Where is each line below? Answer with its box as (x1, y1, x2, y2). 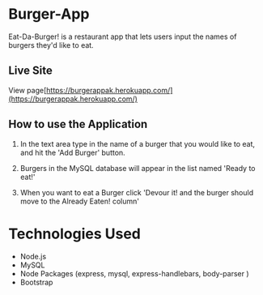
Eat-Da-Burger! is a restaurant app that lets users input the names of (8, 32, 237, 41)
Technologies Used (8, 224, 142, 243)
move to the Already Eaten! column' (19, 196, 140, 206)
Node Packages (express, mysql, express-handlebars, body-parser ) (19, 268, 249, 278)
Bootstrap (19, 277, 53, 287)
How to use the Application (8, 118, 148, 131)
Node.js (19, 251, 47, 261)
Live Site (8, 64, 53, 78)
